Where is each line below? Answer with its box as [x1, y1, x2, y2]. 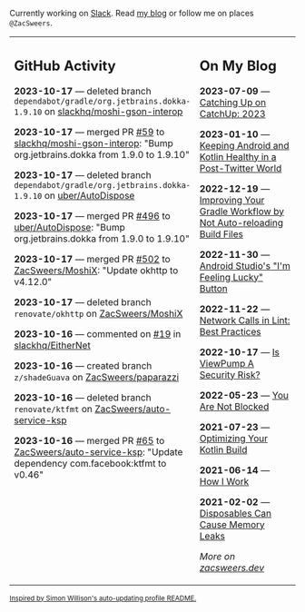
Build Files [199, 227, 243, 240]
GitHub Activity [14, 56, 116, 74]
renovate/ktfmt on [14, 402, 93, 415]
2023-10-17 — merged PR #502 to [14, 252, 171, 265]
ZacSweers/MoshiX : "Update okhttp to [14, 263, 179, 276]
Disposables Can [199, 507, 272, 519]
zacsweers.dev [199, 561, 265, 574]
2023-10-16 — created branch [14, 359, 152, 371]
